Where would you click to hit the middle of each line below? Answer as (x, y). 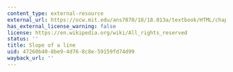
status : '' (23, 39)
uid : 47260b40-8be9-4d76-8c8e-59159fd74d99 (71, 52)
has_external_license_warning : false (62, 26)
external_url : (28, 20)
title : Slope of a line (42, 45)
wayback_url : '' (31, 58)
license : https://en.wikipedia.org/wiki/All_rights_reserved (97, 33)
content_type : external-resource (55, 13)
